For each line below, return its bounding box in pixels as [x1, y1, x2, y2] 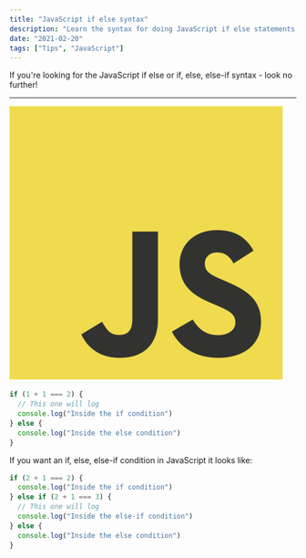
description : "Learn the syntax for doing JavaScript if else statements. [9, 24, 300, 34]
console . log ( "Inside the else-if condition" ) [17, 511, 194, 521]
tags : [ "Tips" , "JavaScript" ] [9, 44, 125, 53]
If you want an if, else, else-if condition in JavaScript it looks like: [9, 454, 253, 465]
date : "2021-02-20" [9, 34, 84, 43]
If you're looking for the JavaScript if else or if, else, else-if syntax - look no [9, 69, 293, 81]
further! [9, 79, 38, 90]
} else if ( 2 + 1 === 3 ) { [9, 492, 112, 501]
